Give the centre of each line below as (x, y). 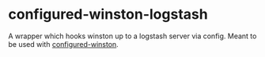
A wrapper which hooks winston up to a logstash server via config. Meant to (132, 36)
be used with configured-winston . (63, 44)
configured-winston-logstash (108, 14)
